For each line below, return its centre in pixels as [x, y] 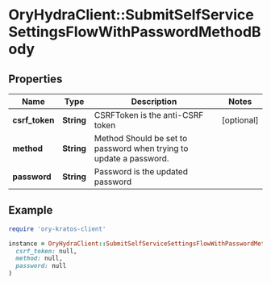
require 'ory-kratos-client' [57, 229]
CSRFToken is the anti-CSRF [149, 115]
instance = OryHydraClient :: [57, 244]
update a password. [131, 159]
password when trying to [141, 148]
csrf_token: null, [47, 251]
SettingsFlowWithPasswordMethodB [135, 32]
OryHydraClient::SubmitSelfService [131, 15]
